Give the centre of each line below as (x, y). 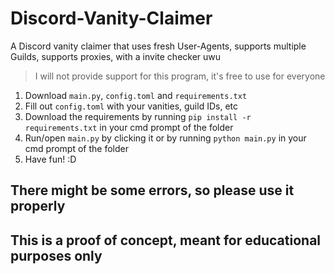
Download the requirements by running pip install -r (138, 116)
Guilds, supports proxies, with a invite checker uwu (116, 56)
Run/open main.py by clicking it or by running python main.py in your (165, 138)
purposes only (56, 255)
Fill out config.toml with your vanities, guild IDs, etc (131, 106)
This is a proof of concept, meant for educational (166, 240)
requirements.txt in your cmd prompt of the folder (129, 127)
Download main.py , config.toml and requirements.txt (136, 95)
